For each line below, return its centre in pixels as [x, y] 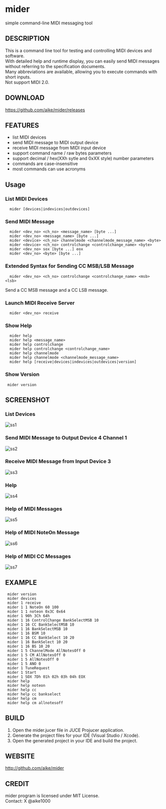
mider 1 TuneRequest [29, 668]
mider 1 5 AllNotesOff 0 [33, 659]
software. [15, 56]
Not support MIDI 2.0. [27, 82]
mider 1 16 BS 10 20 [29, 646]
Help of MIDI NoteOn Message [42, 533]
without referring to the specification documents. [55, 66]
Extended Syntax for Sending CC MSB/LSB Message [70, 266]
